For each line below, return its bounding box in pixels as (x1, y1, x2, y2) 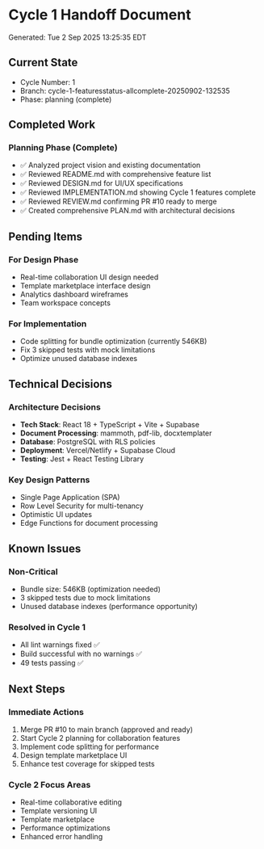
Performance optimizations (19, 823, 111, 833)
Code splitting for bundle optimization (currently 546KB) (19, 337, 207, 347)
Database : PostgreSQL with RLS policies (19, 437, 156, 447)
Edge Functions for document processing (19, 519, 158, 528)
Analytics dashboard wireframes (19, 289, 129, 300)
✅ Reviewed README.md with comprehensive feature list (19, 170, 212, 179)
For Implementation (8, 318, 87, 330)
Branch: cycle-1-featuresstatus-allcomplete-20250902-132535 (19, 86, 230, 95)
